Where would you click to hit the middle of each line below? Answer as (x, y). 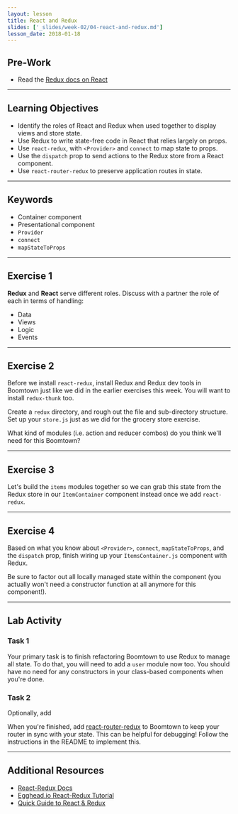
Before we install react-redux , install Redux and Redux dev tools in (104, 383)
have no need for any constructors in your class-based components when (115, 671)
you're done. (26, 679)
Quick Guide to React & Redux (62, 803)
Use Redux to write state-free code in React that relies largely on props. (122, 141)
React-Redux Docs (45, 788)
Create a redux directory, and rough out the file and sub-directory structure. (118, 412)
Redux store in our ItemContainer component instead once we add (104, 495)
